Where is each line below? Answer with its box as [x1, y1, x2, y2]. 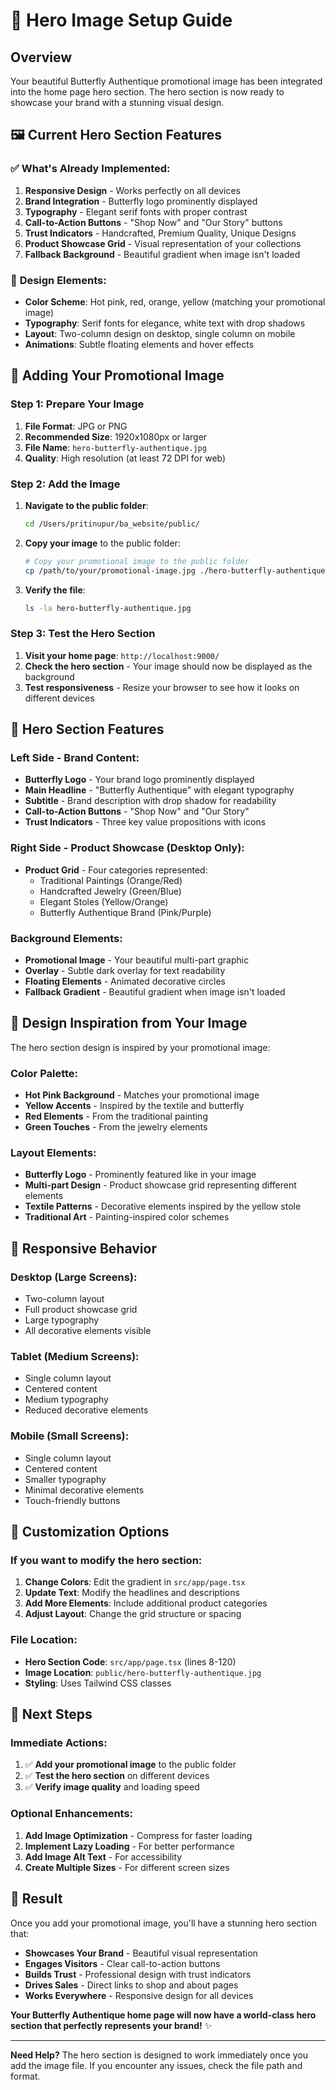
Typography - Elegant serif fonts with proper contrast [24, 205, 248, 218]
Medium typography [24, 1394, 109, 1406]
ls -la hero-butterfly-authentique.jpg [24, 603, 192, 613]
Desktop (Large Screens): [10, 1270, 138, 1284]
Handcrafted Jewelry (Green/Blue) [39, 885, 182, 897]
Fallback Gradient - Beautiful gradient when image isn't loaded [24, 986, 286, 998]
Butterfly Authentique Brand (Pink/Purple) [39, 906, 212, 918]
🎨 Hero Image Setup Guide [10, 9, 233, 32]
